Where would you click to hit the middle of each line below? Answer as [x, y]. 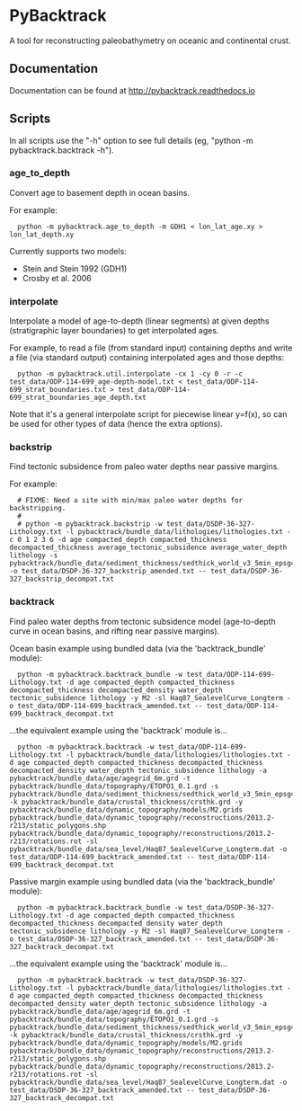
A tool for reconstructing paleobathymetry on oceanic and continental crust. [150, 40]
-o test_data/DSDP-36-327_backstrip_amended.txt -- [108, 572]
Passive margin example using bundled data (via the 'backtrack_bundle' [142, 881]
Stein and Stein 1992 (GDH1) [75, 268]
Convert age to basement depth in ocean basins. [100, 192]
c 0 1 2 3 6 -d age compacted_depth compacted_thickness [118, 540]
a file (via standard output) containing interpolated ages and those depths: [147, 358]
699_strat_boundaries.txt [58, 390]
